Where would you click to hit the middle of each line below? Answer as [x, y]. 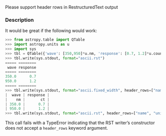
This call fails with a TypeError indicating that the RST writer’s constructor [80, 123]
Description [20, 20]
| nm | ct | [27, 99]
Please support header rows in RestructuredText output [62, 7]
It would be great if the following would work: [51, 31]
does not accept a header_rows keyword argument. [57, 128]
